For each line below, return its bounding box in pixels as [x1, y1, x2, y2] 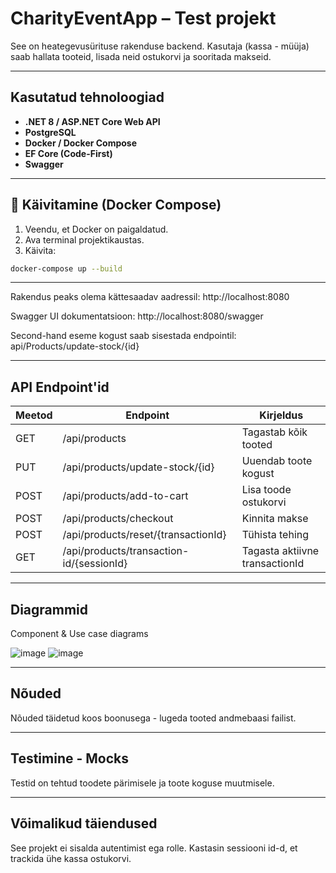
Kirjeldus [259, 408, 304, 422]
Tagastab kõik [241, 425, 308, 439]
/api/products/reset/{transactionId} [62, 528, 227, 542]
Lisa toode [241, 483, 292, 497]
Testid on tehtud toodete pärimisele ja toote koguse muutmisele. [10, 777, 275, 789]
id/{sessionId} [62, 557, 128, 571]
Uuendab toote [241, 454, 313, 468]
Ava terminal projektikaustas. [24, 233, 145, 246]
